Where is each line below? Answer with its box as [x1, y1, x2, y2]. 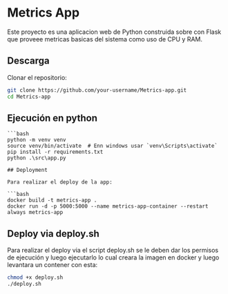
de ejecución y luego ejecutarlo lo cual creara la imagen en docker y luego [7, 253, 220, 262]
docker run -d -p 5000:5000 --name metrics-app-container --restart [7, 203, 209, 210]
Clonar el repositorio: [7, 73, 67, 81]
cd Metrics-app [7, 93, 51, 100]
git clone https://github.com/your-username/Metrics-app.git [7, 86, 187, 94]
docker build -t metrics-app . [7, 197, 97, 204]
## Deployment [7, 167, 48, 174]
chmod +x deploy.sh [7, 274, 64, 281]
